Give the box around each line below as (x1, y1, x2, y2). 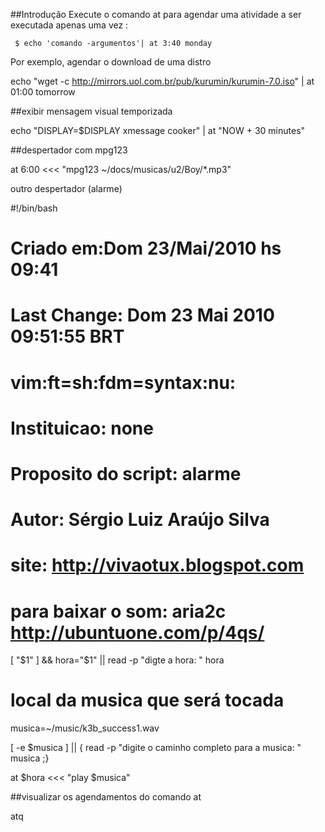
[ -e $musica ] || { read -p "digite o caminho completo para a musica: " (10, 742, 302, 754)
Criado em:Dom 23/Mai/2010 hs (10, 237, 282, 260)
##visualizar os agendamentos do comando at (10, 791, 202, 803)
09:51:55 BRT (10, 325, 125, 348)
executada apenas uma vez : (10, 19, 129, 31)
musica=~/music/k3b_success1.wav (10, 722, 160, 734)
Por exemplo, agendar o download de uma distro (10, 56, 212, 68)
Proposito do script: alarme (10, 462, 242, 485)
